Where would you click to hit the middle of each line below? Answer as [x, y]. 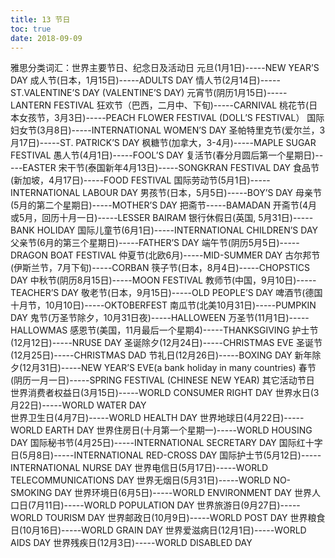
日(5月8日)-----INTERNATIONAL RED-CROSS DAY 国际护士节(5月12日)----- [166, 455]
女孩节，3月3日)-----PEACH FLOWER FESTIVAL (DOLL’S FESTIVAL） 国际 [171, 118]
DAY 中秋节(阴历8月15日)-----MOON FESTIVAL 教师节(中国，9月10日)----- [163, 280]
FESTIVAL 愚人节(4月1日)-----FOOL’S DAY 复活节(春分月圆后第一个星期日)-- [167, 155]
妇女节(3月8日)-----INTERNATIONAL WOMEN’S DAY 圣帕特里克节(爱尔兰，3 [168, 130]
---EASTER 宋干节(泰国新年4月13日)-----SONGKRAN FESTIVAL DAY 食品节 [165, 168]
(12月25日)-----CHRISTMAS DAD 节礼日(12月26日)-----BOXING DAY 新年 [161, 355]
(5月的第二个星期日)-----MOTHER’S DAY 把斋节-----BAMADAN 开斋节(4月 [164, 205]
